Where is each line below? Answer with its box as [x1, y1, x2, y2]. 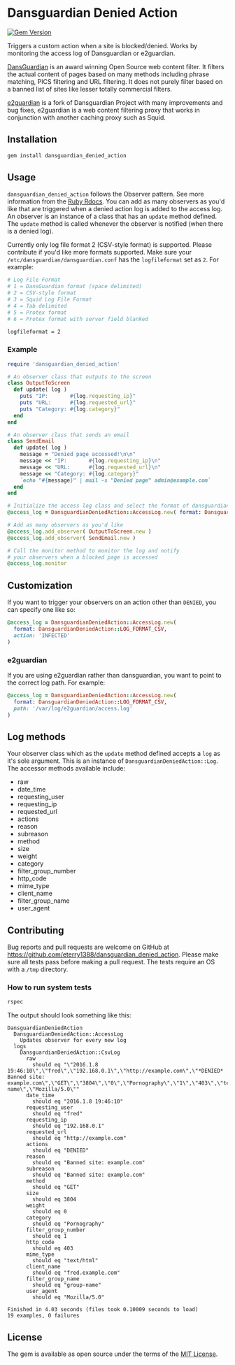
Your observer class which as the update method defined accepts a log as [7, 750, 220, 758]
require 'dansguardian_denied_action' [7, 360, 120, 368]
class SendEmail [7, 438, 55, 445]
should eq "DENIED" [32, 1147, 90, 1155]
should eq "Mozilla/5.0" [32, 1294, 105, 1301]
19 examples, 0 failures [7, 1313, 80, 1320]
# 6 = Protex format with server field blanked [7, 315, 149, 322]
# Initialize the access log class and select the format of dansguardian [7, 502, 230, 510]
